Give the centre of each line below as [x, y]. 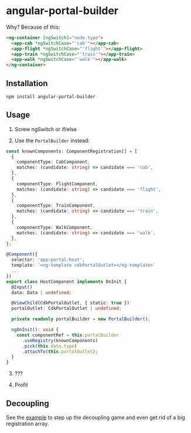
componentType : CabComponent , [54, 162]
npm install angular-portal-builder [51, 97]
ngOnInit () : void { [35, 330]
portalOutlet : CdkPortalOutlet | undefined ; [66, 309]
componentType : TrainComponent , [56, 206]
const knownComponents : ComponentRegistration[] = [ [72, 151]
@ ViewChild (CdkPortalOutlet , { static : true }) [71, 303]
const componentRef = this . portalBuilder [68, 335]
